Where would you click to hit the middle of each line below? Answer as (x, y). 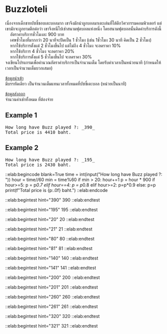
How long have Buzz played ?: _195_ (50, 159)
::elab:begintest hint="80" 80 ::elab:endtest (50, 238)
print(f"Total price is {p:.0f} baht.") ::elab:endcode (56, 190)
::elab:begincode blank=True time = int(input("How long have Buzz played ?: (84, 174)
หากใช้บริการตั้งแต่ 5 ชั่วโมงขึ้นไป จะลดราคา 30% (51, 56)
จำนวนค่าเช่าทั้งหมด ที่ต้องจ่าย (29, 99)
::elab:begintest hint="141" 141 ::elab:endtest (51, 267)
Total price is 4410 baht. (38, 132)
